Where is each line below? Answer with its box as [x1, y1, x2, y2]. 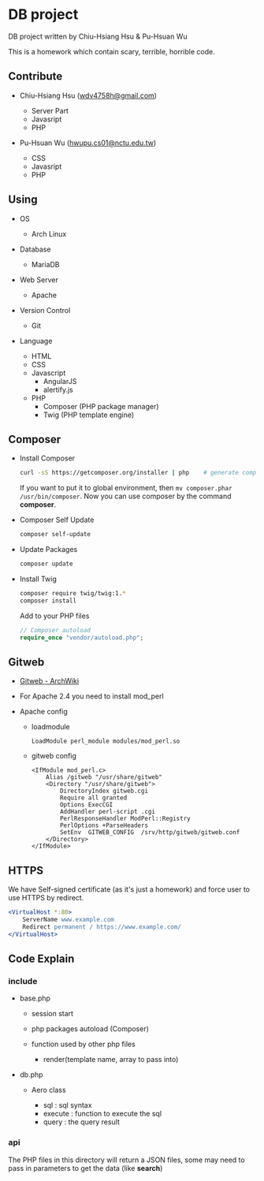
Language [19, 336, 53, 345]
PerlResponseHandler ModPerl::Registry [59, 814, 191, 823]
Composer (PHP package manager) [43, 401, 159, 411]
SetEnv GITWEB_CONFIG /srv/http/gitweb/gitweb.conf [59, 829, 240, 836]
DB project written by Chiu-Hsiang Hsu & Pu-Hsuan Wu [8, 32, 188, 41]
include [8, 975, 38, 986]
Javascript [31, 368, 66, 378]
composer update [19, 560, 73, 568]
